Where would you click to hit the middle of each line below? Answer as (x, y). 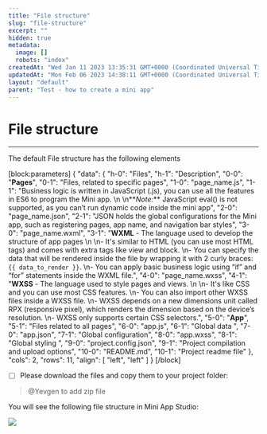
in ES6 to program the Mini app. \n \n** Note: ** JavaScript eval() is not (123, 199)
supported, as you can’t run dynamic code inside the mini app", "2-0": (123, 208)
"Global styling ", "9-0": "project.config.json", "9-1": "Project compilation (127, 343)
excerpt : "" (28, 30)
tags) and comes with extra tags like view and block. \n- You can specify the (133, 250)
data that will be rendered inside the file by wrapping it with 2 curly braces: (131, 259)
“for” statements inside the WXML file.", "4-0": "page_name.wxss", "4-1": (128, 276)
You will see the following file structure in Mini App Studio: (103, 407)
